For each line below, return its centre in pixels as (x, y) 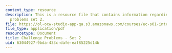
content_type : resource (31, 10)
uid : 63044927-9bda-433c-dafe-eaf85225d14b (52, 43)
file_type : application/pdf (35, 29)
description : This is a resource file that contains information (76, 15)
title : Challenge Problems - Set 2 (43, 38)
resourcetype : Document (31, 33)
